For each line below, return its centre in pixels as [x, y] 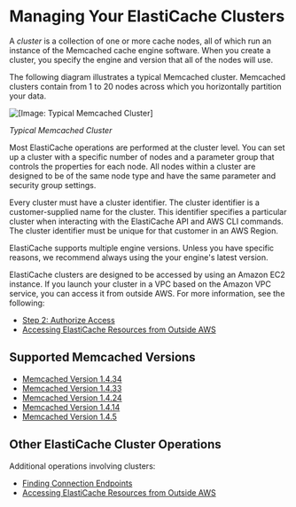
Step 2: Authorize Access [68, 320]
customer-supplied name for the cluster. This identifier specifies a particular [148, 211]
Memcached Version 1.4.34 [72, 378]
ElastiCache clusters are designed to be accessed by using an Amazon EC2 [147, 274]
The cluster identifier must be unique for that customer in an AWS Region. [144, 230]
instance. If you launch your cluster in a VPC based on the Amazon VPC [140, 284]
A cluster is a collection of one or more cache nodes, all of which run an [140, 41]
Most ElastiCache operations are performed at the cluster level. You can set [147, 147]
